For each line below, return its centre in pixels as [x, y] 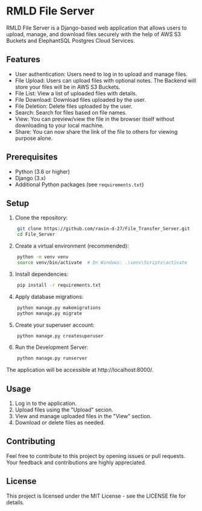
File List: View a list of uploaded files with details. [76, 93]
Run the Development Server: [52, 347]
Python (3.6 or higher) [43, 171]
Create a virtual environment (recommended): [72, 246]
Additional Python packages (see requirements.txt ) [79, 184]
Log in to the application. [46, 403]
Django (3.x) [30, 178]
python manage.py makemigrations [59, 308]
